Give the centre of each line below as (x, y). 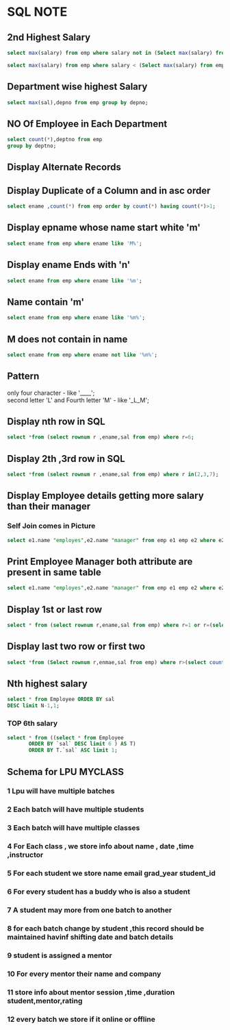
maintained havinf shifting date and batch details (90, 937)
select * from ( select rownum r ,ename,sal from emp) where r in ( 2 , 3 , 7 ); (113, 475)
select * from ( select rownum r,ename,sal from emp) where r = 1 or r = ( (110, 625)
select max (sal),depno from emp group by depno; (78, 102)
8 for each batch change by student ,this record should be (105, 928)
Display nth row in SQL (56, 422)
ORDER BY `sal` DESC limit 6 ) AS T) (82, 744)
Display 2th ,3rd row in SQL (66, 459)
